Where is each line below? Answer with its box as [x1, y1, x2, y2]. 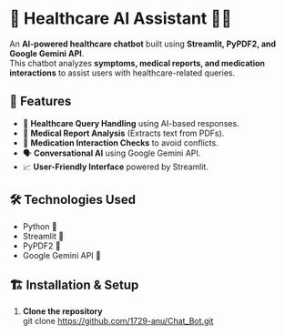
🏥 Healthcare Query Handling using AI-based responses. [22, 117, 239, 128]
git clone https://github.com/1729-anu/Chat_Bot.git [22, 316, 214, 327]
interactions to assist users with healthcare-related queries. [9, 67, 235, 78]
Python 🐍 [22, 220, 57, 231]
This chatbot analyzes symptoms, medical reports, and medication [9, 57, 266, 68]
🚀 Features [9, 94, 72, 109]
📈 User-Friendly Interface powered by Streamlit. [22, 161, 209, 172]
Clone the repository [22, 306, 103, 317]
